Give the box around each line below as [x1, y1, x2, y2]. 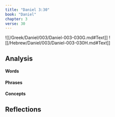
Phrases [5, 79, 23, 85]
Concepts [5, 91, 26, 97]
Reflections [5, 105, 42, 114]
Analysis [5, 54, 33, 62]
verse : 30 [5, 21, 26, 26]
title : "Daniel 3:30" [5, 7, 50, 12]
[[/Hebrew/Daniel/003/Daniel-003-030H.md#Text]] [5, 40, 111, 46]
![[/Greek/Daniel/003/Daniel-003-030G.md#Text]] [5, 35, 108, 41]
